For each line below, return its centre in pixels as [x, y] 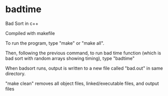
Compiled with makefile [30, 33]
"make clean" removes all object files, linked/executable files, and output [82, 83]
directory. [15, 73]
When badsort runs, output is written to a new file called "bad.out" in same [84, 68]
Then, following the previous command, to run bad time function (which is [83, 53]
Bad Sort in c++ [22, 23]
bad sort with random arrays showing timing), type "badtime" [70, 58]
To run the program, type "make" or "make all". [55, 43]
